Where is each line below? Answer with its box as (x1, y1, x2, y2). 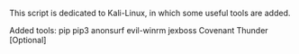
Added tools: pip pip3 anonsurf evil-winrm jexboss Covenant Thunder (9, 25, 268, 35)
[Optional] (9, 35, 47, 45)
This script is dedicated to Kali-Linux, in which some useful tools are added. (9, 8, 291, 18)
